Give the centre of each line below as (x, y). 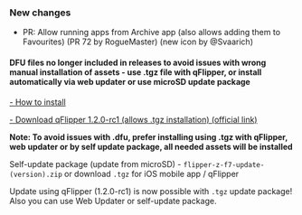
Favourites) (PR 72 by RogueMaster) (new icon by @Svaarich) (138, 42)
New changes (40, 13)
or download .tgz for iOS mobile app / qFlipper (152, 173)
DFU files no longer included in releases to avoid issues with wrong (138, 62)
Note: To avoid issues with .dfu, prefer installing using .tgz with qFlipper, (148, 136)
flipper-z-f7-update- (224, 164)
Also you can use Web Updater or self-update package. (113, 201)
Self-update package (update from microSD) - (95, 164)
